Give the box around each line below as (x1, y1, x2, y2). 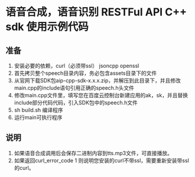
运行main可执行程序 (14, 114, 63, 121)
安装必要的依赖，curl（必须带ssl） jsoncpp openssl (14, 63, 139, 69)
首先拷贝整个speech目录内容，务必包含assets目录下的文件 (14, 70, 157, 77)
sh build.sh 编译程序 (14, 107, 63, 113)
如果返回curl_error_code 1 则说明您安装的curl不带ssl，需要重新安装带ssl (14, 157, 190, 164)
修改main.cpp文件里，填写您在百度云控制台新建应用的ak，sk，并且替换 (14, 92, 188, 99)
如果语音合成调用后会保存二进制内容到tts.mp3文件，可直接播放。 (14, 149, 173, 156)
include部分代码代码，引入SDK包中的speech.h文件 (14, 99, 138, 106)
